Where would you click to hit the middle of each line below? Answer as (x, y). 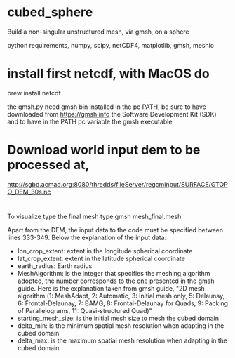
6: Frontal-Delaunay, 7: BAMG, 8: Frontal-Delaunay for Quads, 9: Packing (123, 303)
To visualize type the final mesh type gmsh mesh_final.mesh (94, 216)
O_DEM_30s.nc (29, 192)
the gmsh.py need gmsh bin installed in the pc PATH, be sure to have (107, 107)
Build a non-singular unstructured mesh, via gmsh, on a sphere (98, 32)
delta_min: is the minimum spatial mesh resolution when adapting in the (121, 326)
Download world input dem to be (104, 150)
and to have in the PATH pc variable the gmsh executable (90, 121)
